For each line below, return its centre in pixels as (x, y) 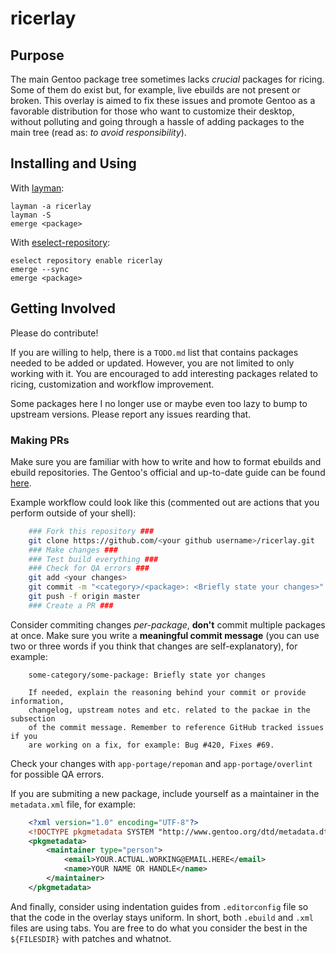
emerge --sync (40, 269)
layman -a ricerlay (51, 206)
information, (37, 701)
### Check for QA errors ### (89, 568)
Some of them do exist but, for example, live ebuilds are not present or (155, 90)
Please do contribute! (54, 333)
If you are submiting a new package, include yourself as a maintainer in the (165, 793)
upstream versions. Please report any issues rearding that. (131, 414)
